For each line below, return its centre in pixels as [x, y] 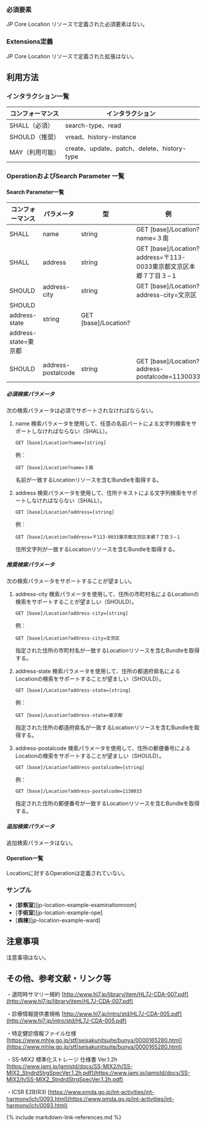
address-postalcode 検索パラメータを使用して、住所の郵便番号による [103, 748]
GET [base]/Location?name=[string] [61, 443]
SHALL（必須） [32, 126]
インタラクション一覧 [38, 96]
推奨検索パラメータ [31, 564]
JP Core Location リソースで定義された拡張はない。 [72, 56]
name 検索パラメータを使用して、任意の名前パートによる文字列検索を [103, 424]
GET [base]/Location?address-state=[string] [73, 691]
